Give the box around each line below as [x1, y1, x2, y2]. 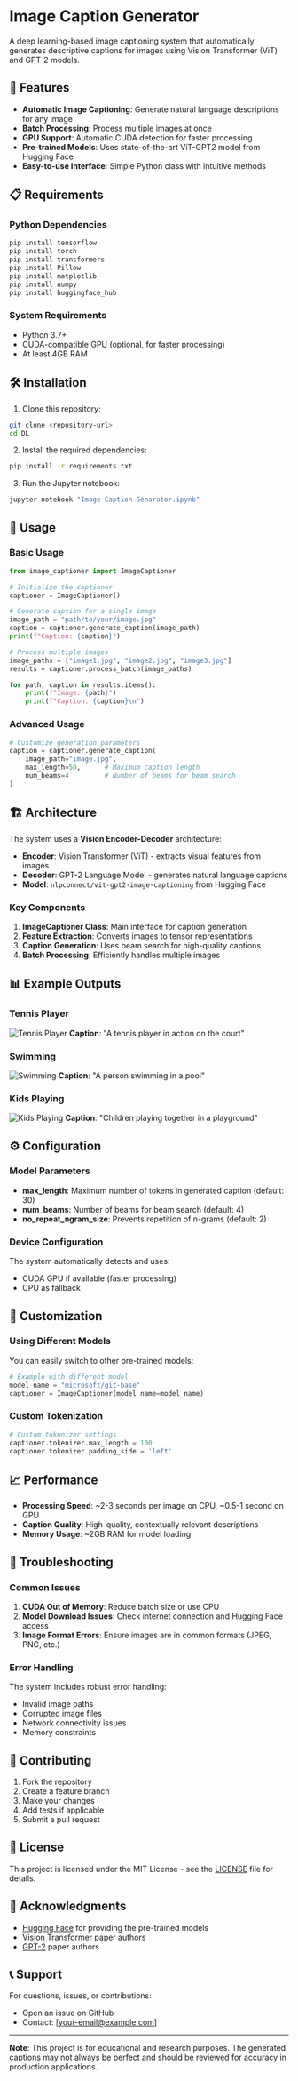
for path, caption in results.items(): [9, 680, 157, 690]
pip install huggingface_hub [9, 288, 117, 297]
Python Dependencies [9, 219, 108, 231]
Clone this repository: [21, 403, 101, 414]
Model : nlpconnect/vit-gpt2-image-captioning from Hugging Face [21, 878, 266, 890]
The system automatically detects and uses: [9, 1256, 170, 1267]
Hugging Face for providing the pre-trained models [21, 1922, 209, 1933]
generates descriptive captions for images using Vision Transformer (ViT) [9, 44, 278, 55]
